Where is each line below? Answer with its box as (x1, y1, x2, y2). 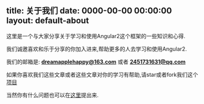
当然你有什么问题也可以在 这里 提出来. (6, 91, 99, 99)
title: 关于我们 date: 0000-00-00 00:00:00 (6, 5, 172, 16)
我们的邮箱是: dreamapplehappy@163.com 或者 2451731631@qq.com (6, 58, 186, 65)
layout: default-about (6, 16, 90, 26)
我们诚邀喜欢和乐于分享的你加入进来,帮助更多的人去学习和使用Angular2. (6, 45, 187, 53)
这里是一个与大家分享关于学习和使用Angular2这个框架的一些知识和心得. (6, 32, 186, 39)
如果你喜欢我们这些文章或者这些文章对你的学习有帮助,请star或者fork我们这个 (6, 71, 199, 78)
